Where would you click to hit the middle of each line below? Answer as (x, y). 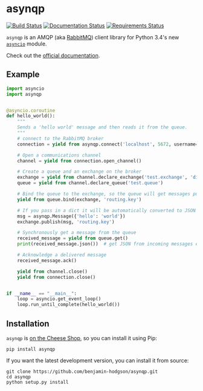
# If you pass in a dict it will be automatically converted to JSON (107, 210)
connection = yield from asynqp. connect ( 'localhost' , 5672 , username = (108, 144)
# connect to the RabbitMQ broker (60, 138)
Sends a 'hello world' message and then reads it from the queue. (102, 127)
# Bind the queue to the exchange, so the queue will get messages (104, 194)
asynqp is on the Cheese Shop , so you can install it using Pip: (82, 338)
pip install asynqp (31, 349)
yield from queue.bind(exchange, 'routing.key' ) (79, 199)
